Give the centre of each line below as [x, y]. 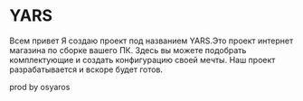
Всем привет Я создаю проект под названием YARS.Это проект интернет [151, 41]
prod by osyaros [40, 87]
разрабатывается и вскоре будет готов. [86, 69]
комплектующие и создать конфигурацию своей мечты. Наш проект [142, 60]
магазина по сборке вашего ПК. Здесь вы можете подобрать [128, 50]
